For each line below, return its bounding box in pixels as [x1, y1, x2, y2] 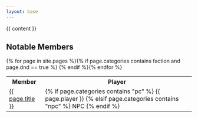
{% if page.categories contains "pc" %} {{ [45, 87, 160, 96]
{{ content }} [6, 25, 37, 32]
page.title [9, 95, 35, 103]
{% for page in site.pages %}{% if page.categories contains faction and [6, 57, 181, 65]
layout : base [6, 8, 38, 15]
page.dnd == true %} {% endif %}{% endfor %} [6, 64, 123, 71]
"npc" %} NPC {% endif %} [45, 102, 120, 110]
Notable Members [6, 42, 74, 52]
